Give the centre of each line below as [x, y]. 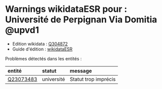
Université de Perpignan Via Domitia [81, 20]
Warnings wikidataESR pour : [66, 9]
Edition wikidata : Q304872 [40, 44]
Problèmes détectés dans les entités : [43, 58]
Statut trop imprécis [93, 79]
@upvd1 [22, 30]
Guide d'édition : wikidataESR [42, 49]
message [81, 71]
